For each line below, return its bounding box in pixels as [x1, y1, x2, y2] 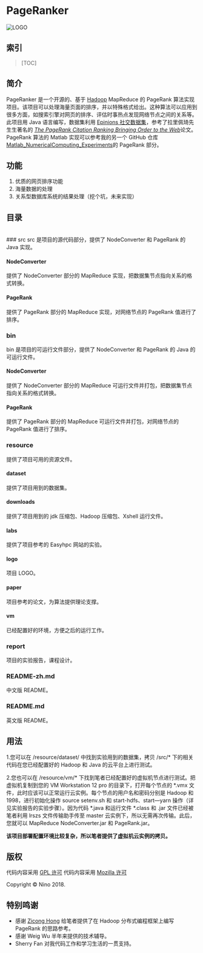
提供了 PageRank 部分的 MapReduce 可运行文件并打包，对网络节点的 [6, 418, 179, 425]
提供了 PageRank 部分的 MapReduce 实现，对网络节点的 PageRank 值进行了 [6, 308, 197, 315]
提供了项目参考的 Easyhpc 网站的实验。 [6, 541, 105, 549]
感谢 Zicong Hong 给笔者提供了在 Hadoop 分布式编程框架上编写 [15, 917, 175, 925]
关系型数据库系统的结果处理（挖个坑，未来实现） [15, 193, 138, 200]
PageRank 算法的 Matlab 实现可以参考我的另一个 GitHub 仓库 [6, 133, 159, 141]
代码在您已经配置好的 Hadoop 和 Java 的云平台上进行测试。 [6, 761, 156, 768]
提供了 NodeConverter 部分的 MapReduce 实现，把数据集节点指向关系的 [6, 272, 187, 279]
